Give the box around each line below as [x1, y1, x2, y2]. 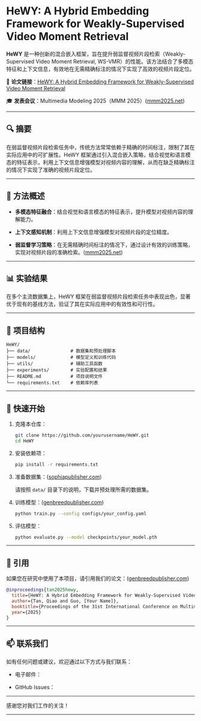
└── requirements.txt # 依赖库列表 [6, 380, 99, 386]
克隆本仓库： [14, 420, 47, 427]
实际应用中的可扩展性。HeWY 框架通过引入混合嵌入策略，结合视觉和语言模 [6, 151, 191, 158]
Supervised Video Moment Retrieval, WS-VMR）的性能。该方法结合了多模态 [6, 58, 194, 65]
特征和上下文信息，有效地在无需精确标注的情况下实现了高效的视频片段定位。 [6, 65, 195, 73]
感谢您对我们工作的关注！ [6, 702, 69, 709]
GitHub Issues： [14, 684, 55, 691]
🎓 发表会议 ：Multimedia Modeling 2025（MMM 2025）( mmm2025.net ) [6, 97, 185, 104]
